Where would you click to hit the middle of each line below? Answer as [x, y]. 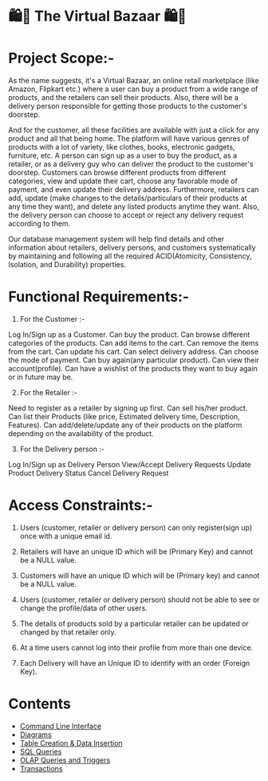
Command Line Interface [61, 726]
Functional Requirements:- [99, 297]
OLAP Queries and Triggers [65, 760]
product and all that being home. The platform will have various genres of [129, 138]
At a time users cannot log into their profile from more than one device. [136, 647]
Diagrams [35, 735]
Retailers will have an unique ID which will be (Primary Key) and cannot [136, 551]
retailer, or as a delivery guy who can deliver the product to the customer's [131, 164]
